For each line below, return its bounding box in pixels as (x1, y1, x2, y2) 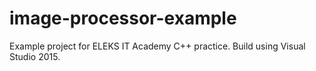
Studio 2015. (9, 50, 61, 62)
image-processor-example (9, 7, 237, 30)
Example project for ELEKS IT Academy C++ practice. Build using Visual (9, 40, 306, 52)
